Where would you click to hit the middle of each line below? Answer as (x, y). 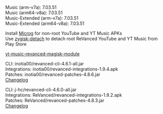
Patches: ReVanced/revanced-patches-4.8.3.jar (55, 100)
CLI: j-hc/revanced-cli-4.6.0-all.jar (41, 90)
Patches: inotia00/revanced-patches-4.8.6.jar (53, 74)
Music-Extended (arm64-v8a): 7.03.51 (45, 23)
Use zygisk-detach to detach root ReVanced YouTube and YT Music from (81, 39)
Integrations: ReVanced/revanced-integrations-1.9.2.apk (64, 95)
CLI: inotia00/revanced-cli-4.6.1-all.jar (45, 64)
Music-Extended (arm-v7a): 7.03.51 (42, 18)
